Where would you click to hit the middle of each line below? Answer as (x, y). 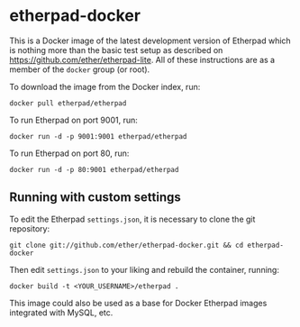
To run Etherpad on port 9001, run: (73, 120)
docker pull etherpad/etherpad (68, 103)
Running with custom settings (95, 198)
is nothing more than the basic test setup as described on (116, 50)
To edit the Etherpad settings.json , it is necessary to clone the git (132, 219)
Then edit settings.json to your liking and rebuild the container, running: (144, 269)
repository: (30, 228)
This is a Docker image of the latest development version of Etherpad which (150, 41)
